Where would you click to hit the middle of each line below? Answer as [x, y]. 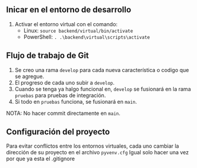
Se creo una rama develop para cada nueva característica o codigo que [102, 70]
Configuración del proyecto [58, 132]
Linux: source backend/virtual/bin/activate [78, 30]
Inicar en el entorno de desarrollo [69, 10]
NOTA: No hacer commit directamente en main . [63, 113]
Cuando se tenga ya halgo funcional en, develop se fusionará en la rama [103, 89]
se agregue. [29, 76]
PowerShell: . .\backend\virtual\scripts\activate [87, 37]
